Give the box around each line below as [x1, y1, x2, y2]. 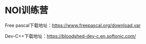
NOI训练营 [5, 5, 48, 16]
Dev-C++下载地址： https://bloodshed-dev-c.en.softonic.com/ [5, 33, 136, 39]
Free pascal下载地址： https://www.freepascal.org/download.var [5, 22, 141, 28]
